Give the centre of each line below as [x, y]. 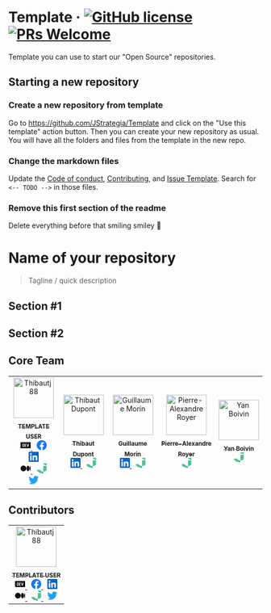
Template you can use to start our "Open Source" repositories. [112, 57]
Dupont [83, 454]
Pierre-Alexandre [186, 443]
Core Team [36, 361]
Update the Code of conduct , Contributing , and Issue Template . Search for [132, 178]
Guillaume [133, 443]
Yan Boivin [239, 449]
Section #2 [36, 333]
